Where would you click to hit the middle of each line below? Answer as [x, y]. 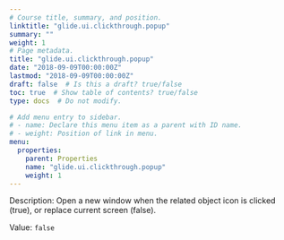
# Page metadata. [42, 51]
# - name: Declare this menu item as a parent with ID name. [126, 125]
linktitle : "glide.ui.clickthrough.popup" [90, 26]
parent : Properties [62, 159]
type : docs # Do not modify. [66, 101]
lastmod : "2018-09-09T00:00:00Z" [72, 76]
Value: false [32, 227]
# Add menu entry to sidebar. [66, 117]
